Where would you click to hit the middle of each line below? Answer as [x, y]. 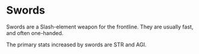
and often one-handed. [35, 33]
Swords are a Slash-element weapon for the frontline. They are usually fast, [100, 27]
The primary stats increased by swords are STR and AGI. [76, 45]
